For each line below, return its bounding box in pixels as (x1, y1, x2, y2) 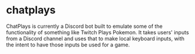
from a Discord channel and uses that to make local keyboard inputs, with (6, 35, 184, 42)
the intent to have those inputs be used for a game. (6, 41, 130, 48)
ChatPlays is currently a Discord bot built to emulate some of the (6, 23, 163, 30)
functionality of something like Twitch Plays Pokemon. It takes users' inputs (6, 28, 190, 35)
